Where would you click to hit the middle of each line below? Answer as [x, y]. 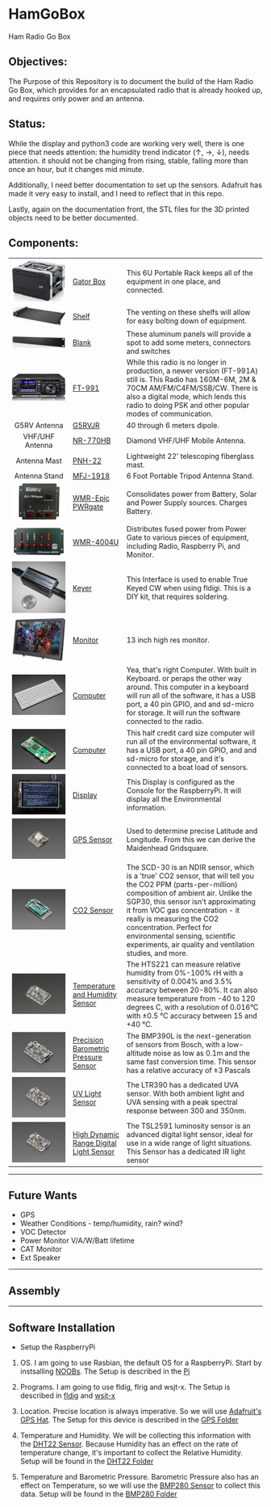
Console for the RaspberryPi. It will [184, 791]
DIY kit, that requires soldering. [177, 597]
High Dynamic [96, 1134]
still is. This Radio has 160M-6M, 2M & [191, 380]
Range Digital [94, 1143]
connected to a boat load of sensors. [187, 767]
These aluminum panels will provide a [189, 334]
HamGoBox [47, 14]
